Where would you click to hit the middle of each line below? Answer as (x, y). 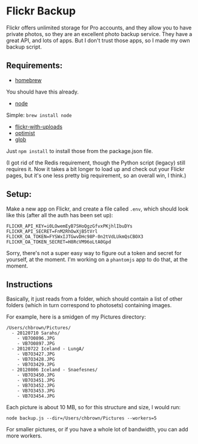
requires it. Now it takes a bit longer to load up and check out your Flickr (95, 169)
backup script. (24, 47)
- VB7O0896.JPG (36, 338)
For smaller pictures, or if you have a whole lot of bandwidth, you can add (97, 430)
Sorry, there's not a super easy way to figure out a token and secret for (94, 253)
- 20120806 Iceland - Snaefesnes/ (55, 370)
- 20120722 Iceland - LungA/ (48, 349)
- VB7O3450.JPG (36, 375)
